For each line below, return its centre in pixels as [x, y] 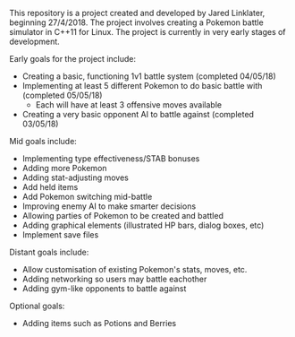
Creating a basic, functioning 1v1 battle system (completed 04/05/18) [149, 76]
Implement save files [60, 235]
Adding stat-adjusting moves [76, 177]
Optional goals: [37, 306]
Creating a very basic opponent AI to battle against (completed [138, 114]
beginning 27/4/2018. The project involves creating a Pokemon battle [136, 22]
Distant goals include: [49, 252]
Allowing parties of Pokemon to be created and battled [122, 216]
